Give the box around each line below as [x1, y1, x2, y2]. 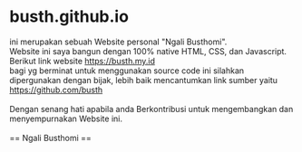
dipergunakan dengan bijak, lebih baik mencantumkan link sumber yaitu [9, 74, 278, 85]
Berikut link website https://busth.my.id [9, 55, 156, 66]
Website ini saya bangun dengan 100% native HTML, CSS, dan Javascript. [9, 45, 287, 56]
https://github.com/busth [9, 84, 103, 95]
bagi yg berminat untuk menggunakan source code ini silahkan [9, 65, 245, 76]
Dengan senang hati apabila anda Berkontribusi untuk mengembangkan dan [9, 103, 294, 114]
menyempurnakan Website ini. [9, 113, 122, 124]
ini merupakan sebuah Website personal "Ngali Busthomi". [9, 36, 228, 47]
